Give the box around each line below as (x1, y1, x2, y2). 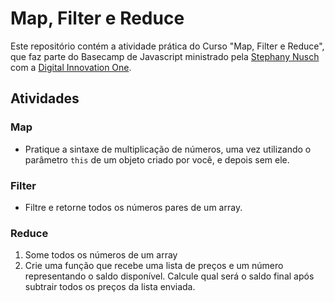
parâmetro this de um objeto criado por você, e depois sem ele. (24, 153, 290, 166)
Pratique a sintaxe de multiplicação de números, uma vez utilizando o (24, 143, 312, 155)
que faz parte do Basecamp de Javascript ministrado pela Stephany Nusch (10, 50, 320, 62)
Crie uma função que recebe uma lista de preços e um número (24, 260, 284, 272)
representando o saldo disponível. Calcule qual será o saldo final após (24, 270, 315, 282)
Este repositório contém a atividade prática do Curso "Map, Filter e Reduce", (10, 40, 325, 52)
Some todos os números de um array (24, 249, 178, 261)
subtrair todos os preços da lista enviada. (24, 281, 196, 293)
